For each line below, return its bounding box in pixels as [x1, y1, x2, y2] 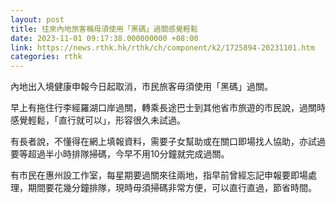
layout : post [10, 14, 65, 25]
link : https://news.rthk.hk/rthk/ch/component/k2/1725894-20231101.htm [10, 42, 315, 53]
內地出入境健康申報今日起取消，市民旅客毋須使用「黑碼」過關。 [10, 81, 273, 93]
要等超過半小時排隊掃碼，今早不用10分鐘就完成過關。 [10, 148, 230, 160]
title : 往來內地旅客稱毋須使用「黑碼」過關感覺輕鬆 [10, 24, 198, 34]
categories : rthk [10, 52, 83, 62]
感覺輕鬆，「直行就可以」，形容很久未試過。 [10, 114, 186, 126]
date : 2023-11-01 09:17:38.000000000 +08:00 [10, 33, 199, 43]
